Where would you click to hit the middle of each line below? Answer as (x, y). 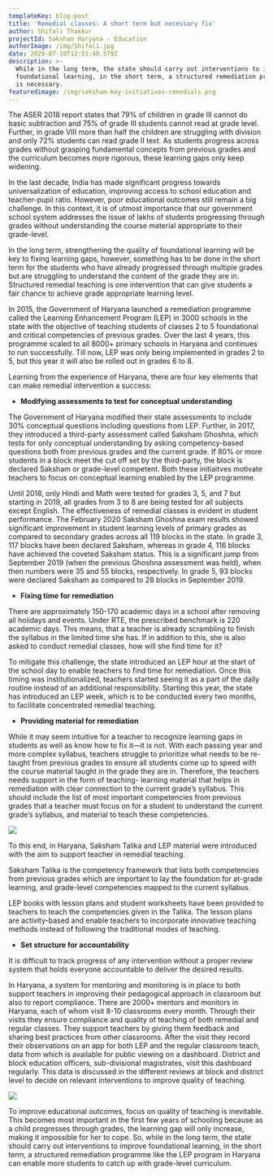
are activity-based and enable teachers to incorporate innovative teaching (132, 920)
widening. (25, 167)
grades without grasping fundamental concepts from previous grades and (132, 149)
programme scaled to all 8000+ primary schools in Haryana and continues (133, 344)
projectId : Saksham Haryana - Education (78, 39)
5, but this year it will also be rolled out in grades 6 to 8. (101, 361)
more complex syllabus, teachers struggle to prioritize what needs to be (129, 754)
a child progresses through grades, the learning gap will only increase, (126, 1129)
